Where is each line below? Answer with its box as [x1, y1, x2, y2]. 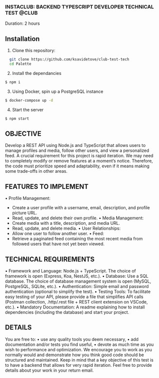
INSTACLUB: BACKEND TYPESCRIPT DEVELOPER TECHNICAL [5, 3, 154, 10]
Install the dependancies [12, 70, 62, 76]
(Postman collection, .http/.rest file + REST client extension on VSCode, [5, 299, 148, 305]
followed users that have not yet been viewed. [12, 241, 105, 247]
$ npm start [5, 116, 29, 121]
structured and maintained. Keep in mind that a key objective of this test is [5, 357, 154, 363]
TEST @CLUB [5, 9, 38, 16]
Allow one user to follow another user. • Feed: [12, 231, 105, 236]
